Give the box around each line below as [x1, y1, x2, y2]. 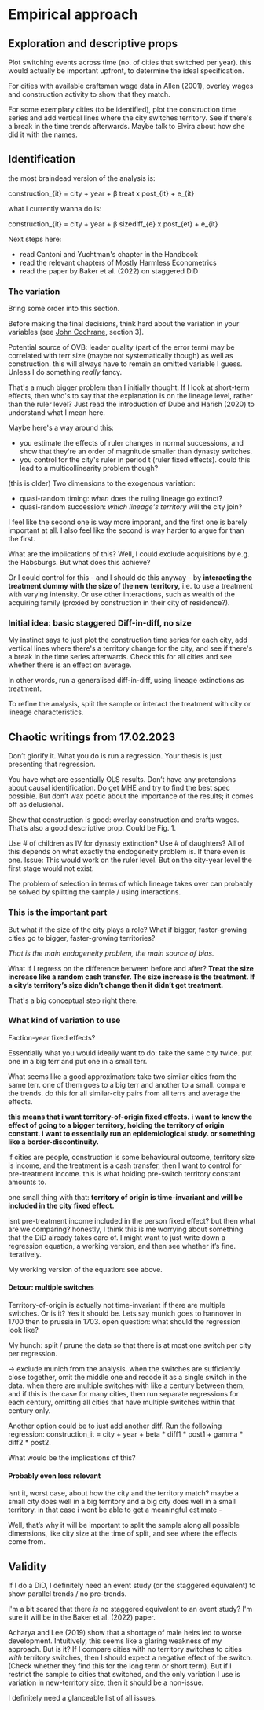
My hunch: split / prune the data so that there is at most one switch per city [8, 1341, 251, 1350]
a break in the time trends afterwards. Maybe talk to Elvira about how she [8, 122, 245, 130]
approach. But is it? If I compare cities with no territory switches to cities [8, 1645, 242, 1654]
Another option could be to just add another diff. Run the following [8, 1421, 222, 1431]
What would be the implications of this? [8, 1453, 136, 1462]
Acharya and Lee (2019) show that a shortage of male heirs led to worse [8, 1628, 242, 1638]
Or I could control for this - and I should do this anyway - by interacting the [8, 573, 253, 582]
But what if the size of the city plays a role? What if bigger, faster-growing [8, 925, 247, 934]
